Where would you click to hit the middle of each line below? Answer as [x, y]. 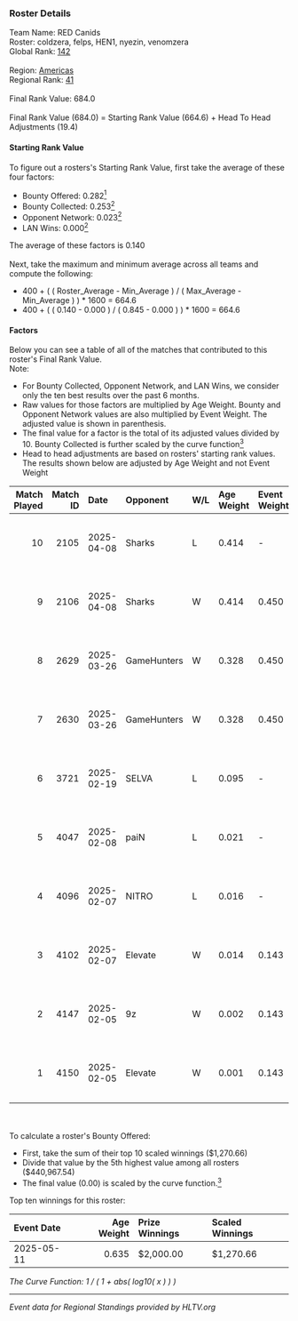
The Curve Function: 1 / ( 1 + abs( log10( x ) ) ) [93, 1281]
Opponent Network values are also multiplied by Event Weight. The [145, 414]
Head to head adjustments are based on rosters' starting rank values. [149, 453]
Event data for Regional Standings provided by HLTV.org [113, 1307]
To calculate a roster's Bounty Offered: [80, 1135]
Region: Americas [41, 70]
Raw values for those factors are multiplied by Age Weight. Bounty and [151, 405]
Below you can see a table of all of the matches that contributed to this [138, 350]
